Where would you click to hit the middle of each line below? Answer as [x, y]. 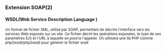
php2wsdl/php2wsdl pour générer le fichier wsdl [47, 43]
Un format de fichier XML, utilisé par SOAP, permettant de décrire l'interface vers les [78, 30]
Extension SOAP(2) [29, 7]
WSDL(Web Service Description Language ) [51, 19]
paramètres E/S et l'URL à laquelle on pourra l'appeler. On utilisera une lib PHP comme [79, 39]
